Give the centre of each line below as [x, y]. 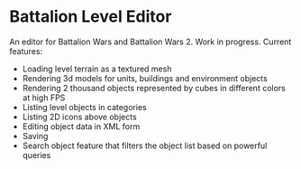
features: [26, 51]
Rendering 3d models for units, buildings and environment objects [145, 78]
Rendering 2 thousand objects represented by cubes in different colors [154, 88]
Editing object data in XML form [81, 126]
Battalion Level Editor [91, 17]
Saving [35, 136]
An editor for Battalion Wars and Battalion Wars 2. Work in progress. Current [150, 42]
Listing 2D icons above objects [79, 117]
